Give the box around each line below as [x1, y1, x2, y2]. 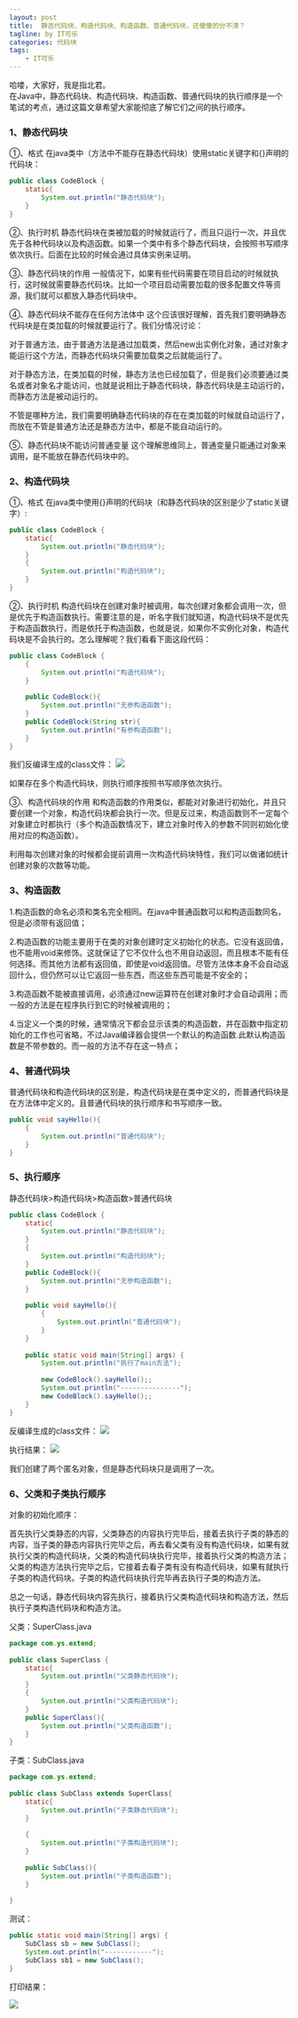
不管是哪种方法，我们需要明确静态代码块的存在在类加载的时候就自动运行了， [9, 410, 289, 420]
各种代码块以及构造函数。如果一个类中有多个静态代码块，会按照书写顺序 [24, 238, 289, 248]
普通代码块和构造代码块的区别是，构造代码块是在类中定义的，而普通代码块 [9, 1087, 281, 1098]
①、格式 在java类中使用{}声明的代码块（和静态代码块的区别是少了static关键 [9, 497, 289, 507]
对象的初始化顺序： [9, 1509, 80, 1520]
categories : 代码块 [9, 37, 77, 47]
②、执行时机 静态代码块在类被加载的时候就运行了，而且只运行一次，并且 [9, 227, 279, 238]
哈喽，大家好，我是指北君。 [9, 80, 111, 90]
